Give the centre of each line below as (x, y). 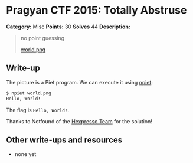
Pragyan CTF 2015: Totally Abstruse (97, 10)
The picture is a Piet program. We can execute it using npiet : (80, 82)
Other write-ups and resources (64, 140)
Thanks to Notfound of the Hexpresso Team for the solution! (79, 121)
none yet (25, 154)
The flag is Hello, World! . (38, 110)
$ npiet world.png (29, 93)
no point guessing (42, 38)
